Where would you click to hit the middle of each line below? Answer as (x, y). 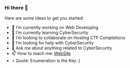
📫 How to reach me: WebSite (41, 54)
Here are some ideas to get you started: (44, 18)
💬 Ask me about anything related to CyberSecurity (62, 48)
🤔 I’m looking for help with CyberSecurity (53, 43)
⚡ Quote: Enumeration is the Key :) (46, 61)
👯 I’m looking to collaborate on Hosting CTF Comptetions (68, 38)
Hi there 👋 (16, 8)
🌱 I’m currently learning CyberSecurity (50, 33)
